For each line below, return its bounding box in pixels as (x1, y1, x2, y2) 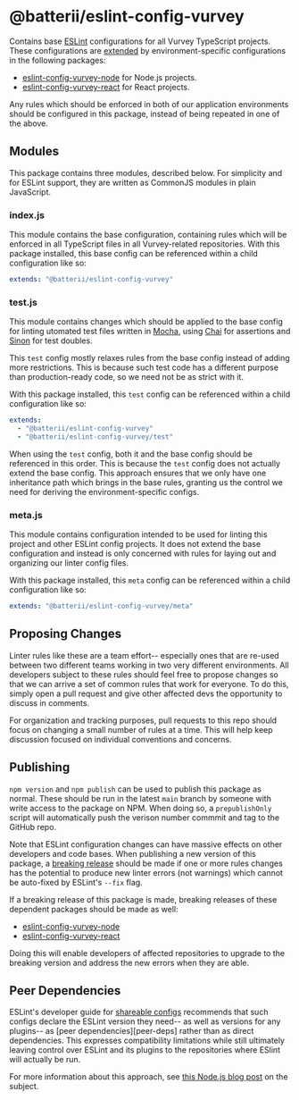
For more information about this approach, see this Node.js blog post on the (9, 1071, 288, 1082)
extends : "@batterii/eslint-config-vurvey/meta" (9, 601, 194, 611)
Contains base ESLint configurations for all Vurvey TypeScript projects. (9, 36, 270, 46)
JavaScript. (9, 186, 52, 197)
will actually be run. (9, 1054, 81, 1065)
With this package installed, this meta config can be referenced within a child (9, 575, 291, 586)
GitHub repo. (9, 821, 56, 832)
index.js (9, 208, 45, 221)
